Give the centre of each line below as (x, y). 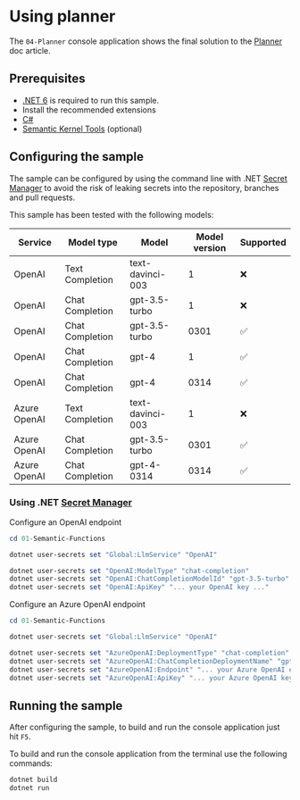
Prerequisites (47, 79)
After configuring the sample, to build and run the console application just (145, 727)
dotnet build (33, 780)
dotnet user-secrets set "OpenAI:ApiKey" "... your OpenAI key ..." (139, 587)
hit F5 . (20, 737)
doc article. (30, 50)
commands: (31, 763)
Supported (263, 242)
